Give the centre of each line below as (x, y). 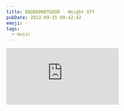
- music (21, 34)
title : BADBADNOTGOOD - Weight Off (51, 12)
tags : (13, 29)
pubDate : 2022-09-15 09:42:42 (44, 17)
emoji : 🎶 (17, 23)
